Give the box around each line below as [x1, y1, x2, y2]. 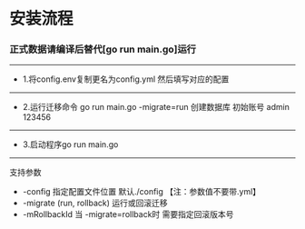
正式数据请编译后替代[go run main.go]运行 [9, 43, 197, 55]
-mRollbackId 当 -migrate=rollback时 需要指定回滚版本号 [22, 209, 234, 220]
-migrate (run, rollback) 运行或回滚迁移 [22, 197, 168, 209]
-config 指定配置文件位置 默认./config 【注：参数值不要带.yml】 [22, 186, 261, 197]
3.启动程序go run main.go [22, 139, 119, 150]
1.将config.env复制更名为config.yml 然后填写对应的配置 [22, 74, 230, 85]
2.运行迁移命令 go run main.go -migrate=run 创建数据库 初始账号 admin [22, 102, 290, 113]
